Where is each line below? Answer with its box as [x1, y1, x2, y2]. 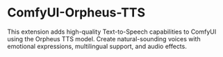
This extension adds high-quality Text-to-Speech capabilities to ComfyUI [7, 27, 217, 36]
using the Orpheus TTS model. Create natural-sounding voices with [7, 34, 201, 43]
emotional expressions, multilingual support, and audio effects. [7, 42, 188, 50]
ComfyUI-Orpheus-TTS [7, 5, 146, 21]
